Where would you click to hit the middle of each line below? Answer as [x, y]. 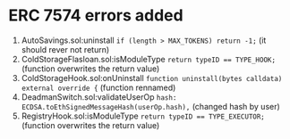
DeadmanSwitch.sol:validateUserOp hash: [99, 97]
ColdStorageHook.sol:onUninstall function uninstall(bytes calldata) [152, 78]
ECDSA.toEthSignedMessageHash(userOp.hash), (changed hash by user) [151, 106]
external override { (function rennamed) [98, 87]
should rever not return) [65, 49]
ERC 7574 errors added [96, 16]
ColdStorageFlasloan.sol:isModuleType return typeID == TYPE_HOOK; [149, 59]
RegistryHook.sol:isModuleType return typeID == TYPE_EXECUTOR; [143, 116]
